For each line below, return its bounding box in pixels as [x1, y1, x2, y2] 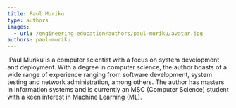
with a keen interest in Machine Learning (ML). [7, 93, 142, 102]
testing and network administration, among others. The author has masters [7, 78, 225, 86]
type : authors [7, 17, 49, 24]
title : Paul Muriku [7, 10, 65, 18]
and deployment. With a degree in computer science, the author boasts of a [7, 63, 228, 72]
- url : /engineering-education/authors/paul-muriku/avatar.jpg [13, 29, 203, 37]
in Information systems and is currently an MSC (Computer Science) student [7, 86, 229, 94]
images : [7, 23, 30, 30]
